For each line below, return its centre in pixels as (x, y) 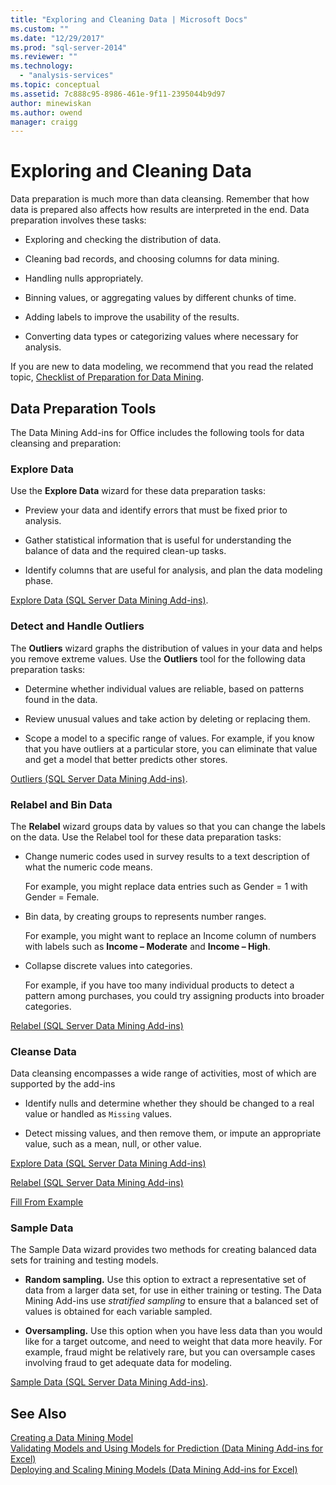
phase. (39, 581)
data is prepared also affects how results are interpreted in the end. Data (160, 210)
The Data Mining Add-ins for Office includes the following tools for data (157, 432)
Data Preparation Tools (83, 408)
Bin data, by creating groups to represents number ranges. (145, 916)
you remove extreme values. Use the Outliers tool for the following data (158, 658)
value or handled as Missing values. (98, 1114)
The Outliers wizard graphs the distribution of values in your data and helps (166, 648)
